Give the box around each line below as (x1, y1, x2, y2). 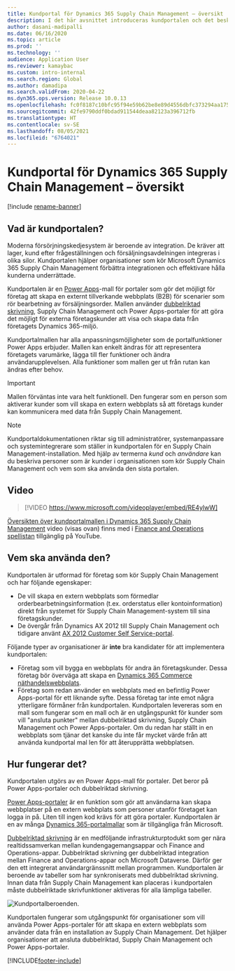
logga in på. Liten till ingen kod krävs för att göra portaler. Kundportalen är (7, 813, 220, 821)
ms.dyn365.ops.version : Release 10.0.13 (7, 95, 127, 102)
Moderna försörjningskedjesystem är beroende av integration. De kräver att (7, 241, 225, 250)
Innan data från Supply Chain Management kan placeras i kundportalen (7, 878, 213, 887)
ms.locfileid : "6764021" (7, 134, 80, 141)
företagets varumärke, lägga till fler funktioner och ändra (7, 351, 171, 358)
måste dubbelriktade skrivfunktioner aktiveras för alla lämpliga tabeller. (7, 886, 212, 895)
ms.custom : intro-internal (7, 69, 86, 76)
